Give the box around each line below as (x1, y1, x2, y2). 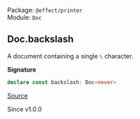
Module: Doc (7, 13, 42, 22)
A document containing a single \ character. (7, 51, 134, 60)
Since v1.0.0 (7, 104, 42, 113)
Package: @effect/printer (7, 6, 83, 14)
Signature (7, 65, 37, 74)
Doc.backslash (7, 33, 75, 45)
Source (7, 91, 28, 100)
